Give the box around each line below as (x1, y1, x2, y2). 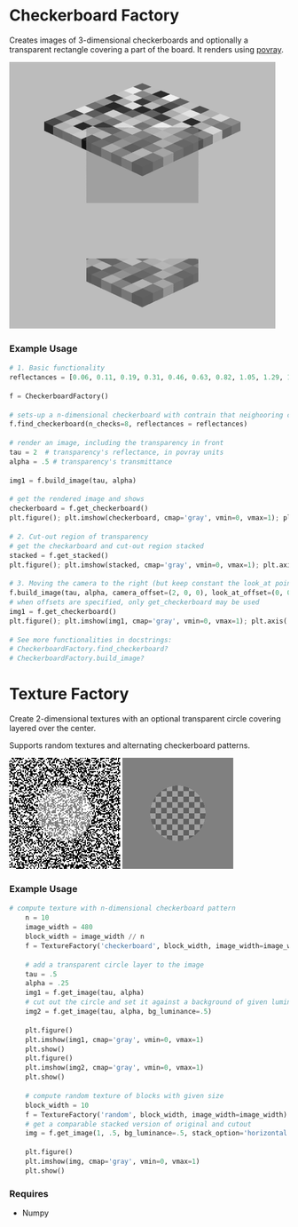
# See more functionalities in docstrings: (9, 635, 173, 644)
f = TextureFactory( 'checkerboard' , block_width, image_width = (25, 941, 264, 951)
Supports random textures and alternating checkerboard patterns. (9, 740, 251, 751)
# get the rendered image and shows (9, 495, 145, 504)
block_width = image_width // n (25, 932, 145, 942)
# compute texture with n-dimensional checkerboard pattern (9, 904, 237, 913)
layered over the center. (9, 723, 97, 734)
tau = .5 (25, 969, 58, 978)
